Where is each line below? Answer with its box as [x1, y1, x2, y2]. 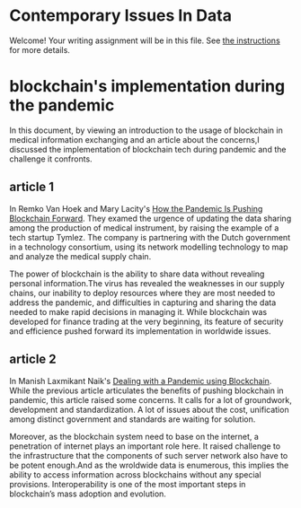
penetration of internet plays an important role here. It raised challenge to [9, 441, 281, 451]
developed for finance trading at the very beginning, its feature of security [9, 316, 284, 327]
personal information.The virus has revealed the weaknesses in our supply [9, 277, 285, 288]
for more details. [9, 44, 70, 55]
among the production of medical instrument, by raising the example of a [9, 222, 279, 233]
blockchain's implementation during [9, 76, 286, 97]
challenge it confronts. [9, 153, 93, 164]
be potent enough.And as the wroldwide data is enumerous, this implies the [9, 460, 289, 470]
